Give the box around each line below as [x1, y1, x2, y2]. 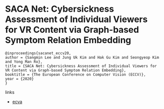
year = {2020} [5, 76, 34, 81]
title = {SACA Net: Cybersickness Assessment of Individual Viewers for [5, 64, 157, 68]
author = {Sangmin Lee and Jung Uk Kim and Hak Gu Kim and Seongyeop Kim [5, 55, 160, 60]
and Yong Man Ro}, [5, 59, 43, 64]
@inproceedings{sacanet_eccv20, [5, 50, 71, 56]
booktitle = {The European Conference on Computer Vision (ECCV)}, [5, 72, 146, 77]
